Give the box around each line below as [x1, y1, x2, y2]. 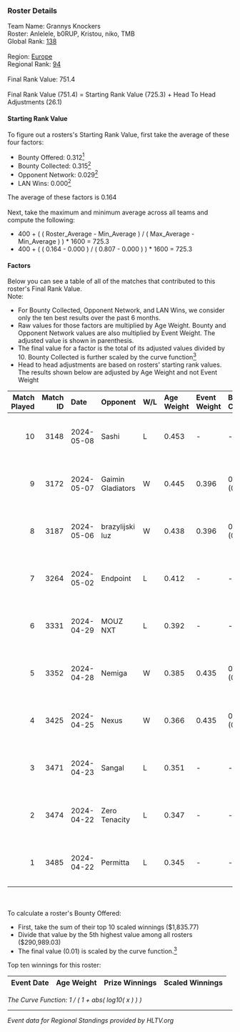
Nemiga [101, 668, 127, 678]
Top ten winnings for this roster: [7, 961, 101, 969]
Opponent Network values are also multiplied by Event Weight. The [17, 329, 216, 337]
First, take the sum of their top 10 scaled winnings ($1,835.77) [17, 923, 199, 931]
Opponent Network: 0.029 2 [17, 169, 99, 179]
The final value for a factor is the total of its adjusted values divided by [17, 344, 225, 352]
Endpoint [101, 573, 131, 583]
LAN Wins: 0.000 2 [17, 178, 71, 188]
